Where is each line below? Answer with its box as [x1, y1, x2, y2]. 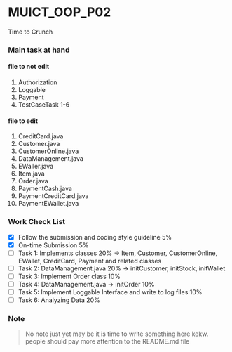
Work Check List [8, 217, 66, 227]
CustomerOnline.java [18, 147, 79, 155]
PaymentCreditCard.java [18, 192, 89, 200]
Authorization [18, 78, 58, 86]
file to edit [8, 117, 38, 125]
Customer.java [18, 140, 60, 148]
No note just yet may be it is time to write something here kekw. [25, 330, 209, 338]
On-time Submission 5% [18, 240, 89, 249]
